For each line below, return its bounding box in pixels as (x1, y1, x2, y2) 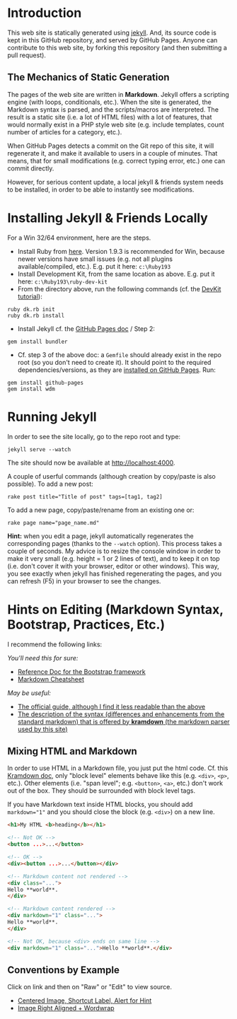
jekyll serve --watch (7, 446, 71, 453)
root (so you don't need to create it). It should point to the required (17, 358, 212, 366)
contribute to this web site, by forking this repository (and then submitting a (7, 43, 228, 52)
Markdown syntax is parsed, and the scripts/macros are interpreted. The (7, 105, 219, 114)
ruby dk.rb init (7, 305, 55, 313)
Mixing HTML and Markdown (7, 745, 138, 757)
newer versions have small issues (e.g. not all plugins (17, 255, 173, 263)
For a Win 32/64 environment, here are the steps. (7, 233, 151, 242)
